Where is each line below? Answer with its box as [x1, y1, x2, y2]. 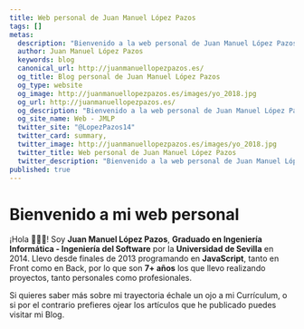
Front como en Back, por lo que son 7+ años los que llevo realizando [9, 263, 266, 274]
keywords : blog [17, 55, 75, 64]
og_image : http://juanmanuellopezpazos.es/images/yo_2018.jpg [17, 89, 257, 98]
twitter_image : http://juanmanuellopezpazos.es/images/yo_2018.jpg [17, 140, 278, 149]
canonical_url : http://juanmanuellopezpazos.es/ [17, 64, 204, 73]
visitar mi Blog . [9, 309, 65, 320]
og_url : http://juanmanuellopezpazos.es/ [17, 97, 176, 107]
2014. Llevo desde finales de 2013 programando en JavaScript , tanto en [9, 253, 280, 264]
